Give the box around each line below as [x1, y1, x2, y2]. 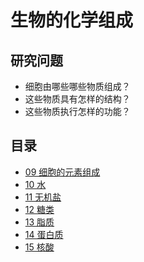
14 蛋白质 [24, 228, 64, 240]
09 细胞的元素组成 [24, 166, 101, 178]
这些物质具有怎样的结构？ [24, 93, 131, 105]
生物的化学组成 [10, 9, 134, 32]
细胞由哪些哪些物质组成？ [24, 81, 131, 92]
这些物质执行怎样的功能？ [24, 106, 131, 117]
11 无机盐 [24, 191, 62, 203]
